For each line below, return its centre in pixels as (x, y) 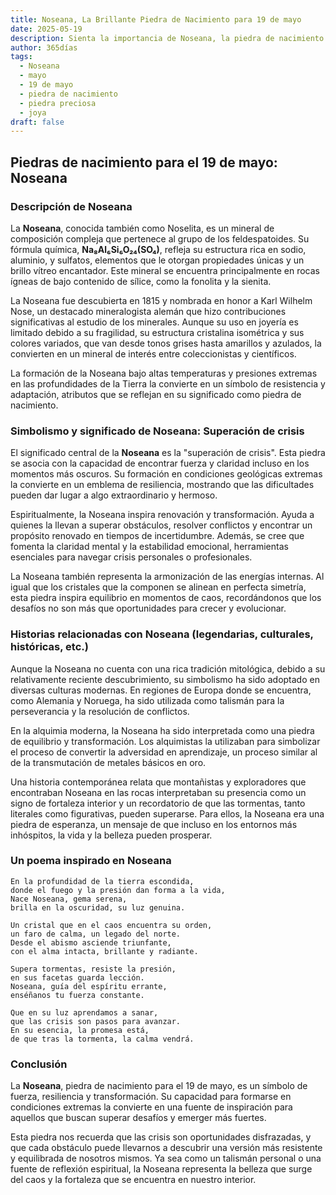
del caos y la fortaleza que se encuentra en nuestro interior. (133, 1180)
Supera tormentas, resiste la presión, (93, 969)
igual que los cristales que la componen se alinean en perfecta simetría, (158, 587)
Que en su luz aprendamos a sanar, (84, 1012)
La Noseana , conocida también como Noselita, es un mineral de (142, 228)
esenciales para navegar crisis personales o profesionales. (131, 557)
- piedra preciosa (58, 103)
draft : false (37, 122)
